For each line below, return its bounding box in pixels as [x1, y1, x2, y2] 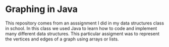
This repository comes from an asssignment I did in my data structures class [5, 20, 164, 26]
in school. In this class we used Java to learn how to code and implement [5, 25, 157, 31]
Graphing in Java [5, 3, 78, 15]
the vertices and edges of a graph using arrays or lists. [5, 36, 119, 42]
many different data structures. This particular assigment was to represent [5, 30, 160, 36]
